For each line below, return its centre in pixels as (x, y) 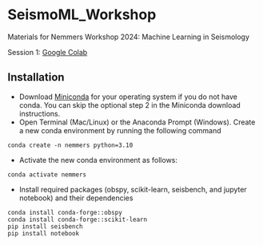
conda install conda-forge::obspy (65, 212)
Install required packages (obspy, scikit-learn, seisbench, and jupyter (133, 189)
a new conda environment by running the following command (120, 130)
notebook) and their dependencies (76, 198)
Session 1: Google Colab (48, 52)
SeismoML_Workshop (82, 15)
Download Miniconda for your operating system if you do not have (128, 97)
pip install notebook (44, 233)
